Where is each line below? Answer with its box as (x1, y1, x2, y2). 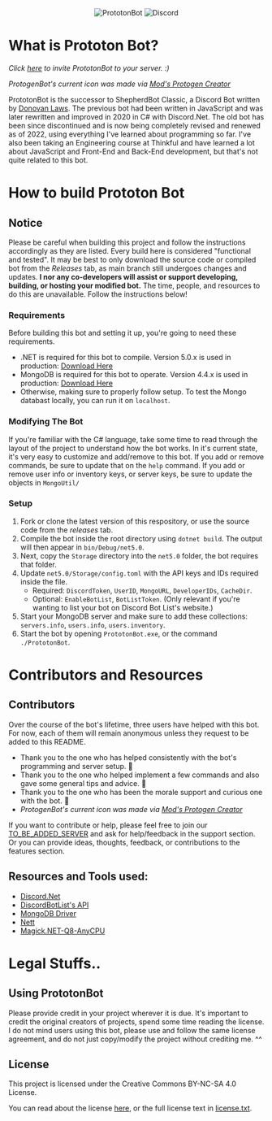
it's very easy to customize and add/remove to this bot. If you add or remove (8, 451, 265, 462)
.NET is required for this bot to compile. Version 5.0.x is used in (19, 353, 231, 363)
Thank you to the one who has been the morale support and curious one (19, 787, 263, 797)
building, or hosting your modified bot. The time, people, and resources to (8, 280, 261, 290)
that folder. (19, 559, 57, 569)
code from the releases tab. (19, 524, 114, 535)
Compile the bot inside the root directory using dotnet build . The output (19, 533, 263, 543)
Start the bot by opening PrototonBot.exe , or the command (19, 628, 218, 638)
